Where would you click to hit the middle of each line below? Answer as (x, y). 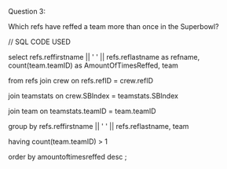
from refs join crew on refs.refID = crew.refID (81, 81)
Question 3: (27, 11)
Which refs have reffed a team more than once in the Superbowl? (113, 26)
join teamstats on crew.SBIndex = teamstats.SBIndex (93, 96)
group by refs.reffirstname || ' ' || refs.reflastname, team (99, 126)
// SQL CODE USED (39, 42)
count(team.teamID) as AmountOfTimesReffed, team (93, 65)
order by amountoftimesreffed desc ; (68, 157)
